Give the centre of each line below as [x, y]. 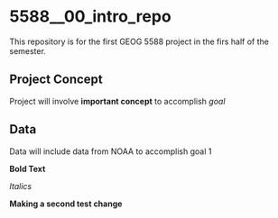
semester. [28, 50]
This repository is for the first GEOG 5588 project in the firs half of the [139, 41]
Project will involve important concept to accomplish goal [117, 101]
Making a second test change [66, 204]
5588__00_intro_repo [90, 17]
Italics [21, 186]
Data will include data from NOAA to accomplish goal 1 [111, 151]
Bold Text [28, 168]
